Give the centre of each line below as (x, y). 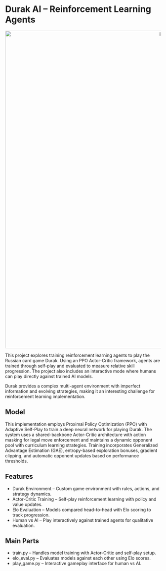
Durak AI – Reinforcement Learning (78, 9)
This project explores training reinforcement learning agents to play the (77, 355)
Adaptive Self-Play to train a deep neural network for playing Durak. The (79, 429)
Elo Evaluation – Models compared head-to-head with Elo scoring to (82, 509)
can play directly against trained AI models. (49, 376)
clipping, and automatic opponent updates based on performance (72, 455)
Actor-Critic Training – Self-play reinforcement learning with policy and (84, 499)
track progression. (31, 515)
